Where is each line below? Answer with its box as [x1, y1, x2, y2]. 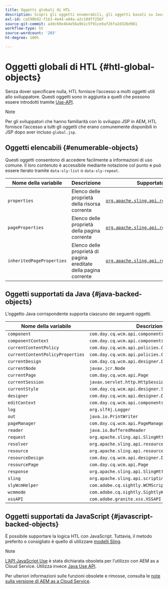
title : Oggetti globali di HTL [5, 7, 70, 13]
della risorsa [71, 200, 100, 207]
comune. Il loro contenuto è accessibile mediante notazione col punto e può [5, 162, 161, 168]
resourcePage [7, 462, 39, 468]
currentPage [7, 372, 36, 378]
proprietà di [71, 248, 99, 255]
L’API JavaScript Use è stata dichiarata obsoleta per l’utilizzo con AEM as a [5, 558, 159, 564]
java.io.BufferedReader [89, 427, 146, 433]
